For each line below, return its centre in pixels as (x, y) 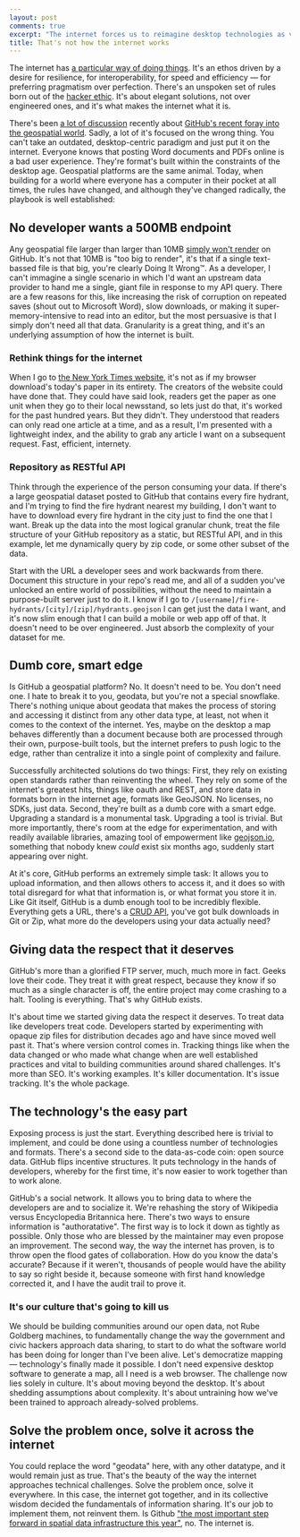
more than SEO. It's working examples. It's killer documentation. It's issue (144, 1074)
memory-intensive (43, 316)
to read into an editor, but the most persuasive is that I (177, 316)
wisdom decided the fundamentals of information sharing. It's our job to (142, 1504)
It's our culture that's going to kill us (89, 1307)
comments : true (37, 26)
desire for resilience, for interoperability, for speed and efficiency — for (140, 78)
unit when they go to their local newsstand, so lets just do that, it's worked (146, 406)
